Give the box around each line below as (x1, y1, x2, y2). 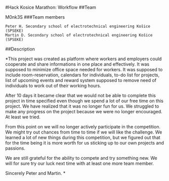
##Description (5, 46, 35, 52)
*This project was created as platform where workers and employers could (5, 56, 162, 62)
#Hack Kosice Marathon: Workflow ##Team (5, 5, 96, 10)
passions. (5, 145, 25, 151)
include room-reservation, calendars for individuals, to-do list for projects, (5, 72, 160, 78)
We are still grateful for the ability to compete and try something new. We (5, 155, 158, 161)
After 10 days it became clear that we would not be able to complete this (5, 93, 156, 98)
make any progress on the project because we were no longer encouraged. (5, 109, 162, 114)
